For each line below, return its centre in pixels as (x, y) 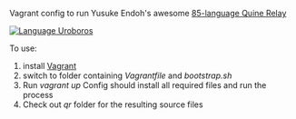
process (38, 95)
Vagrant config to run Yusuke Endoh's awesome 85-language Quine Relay (148, 13)
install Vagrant (49, 66)
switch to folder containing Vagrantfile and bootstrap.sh (127, 75)
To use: (24, 48)
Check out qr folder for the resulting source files (113, 104)
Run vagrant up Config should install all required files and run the (144, 85)
